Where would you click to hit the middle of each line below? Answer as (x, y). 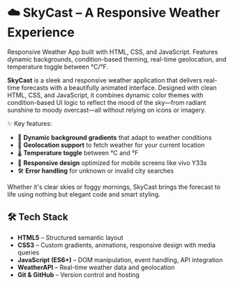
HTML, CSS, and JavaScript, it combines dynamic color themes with (105, 95)
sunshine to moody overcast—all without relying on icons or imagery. (107, 110)
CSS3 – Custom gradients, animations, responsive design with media (116, 245)
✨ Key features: (30, 123)
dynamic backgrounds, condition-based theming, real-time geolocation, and (117, 59)
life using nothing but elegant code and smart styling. (84, 194)
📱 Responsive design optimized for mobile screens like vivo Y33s (112, 163)
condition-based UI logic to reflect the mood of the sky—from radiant (107, 102)
